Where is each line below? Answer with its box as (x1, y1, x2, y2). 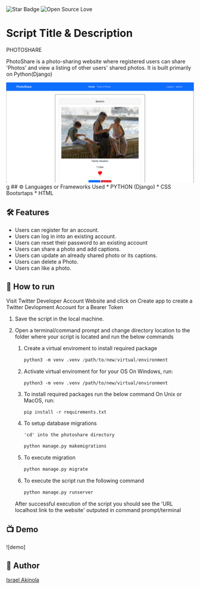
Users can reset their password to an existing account (14, 239, 148, 246)
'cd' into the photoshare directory (23, 432, 115, 438)
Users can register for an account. (14, 226, 99, 233)
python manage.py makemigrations (23, 443, 107, 449)
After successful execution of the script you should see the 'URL (14, 500, 173, 507)
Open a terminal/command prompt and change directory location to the (14, 327, 190, 334)
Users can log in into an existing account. (14, 233, 117, 240)
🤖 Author (6, 561, 40, 571)
